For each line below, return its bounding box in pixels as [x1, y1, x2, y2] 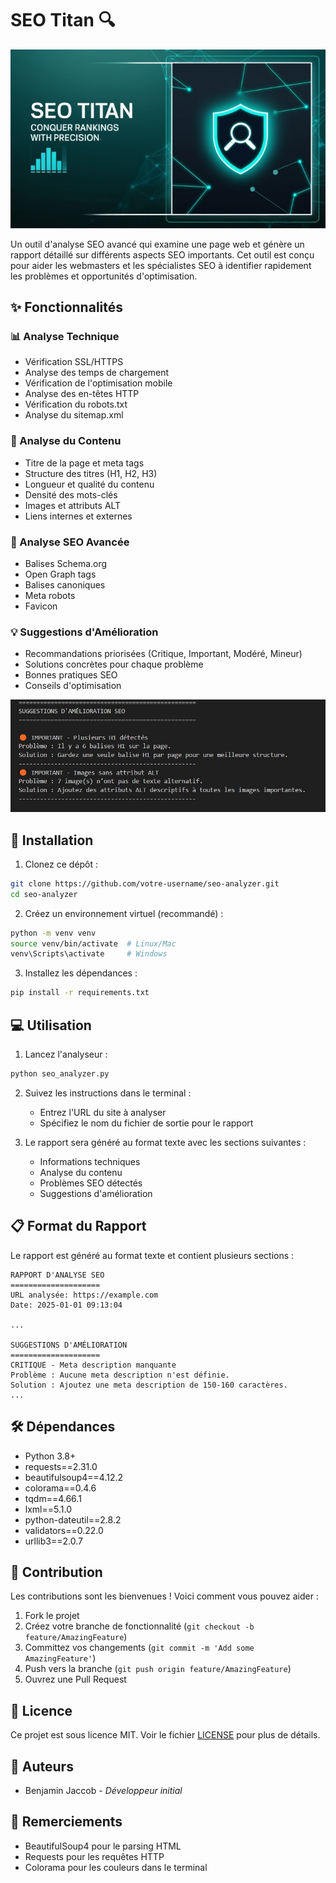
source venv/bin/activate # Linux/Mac [10, 938, 177, 949]
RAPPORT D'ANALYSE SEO [10, 1270, 105, 1280]
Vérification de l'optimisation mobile [24, 377, 173, 389]
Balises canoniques [24, 579, 106, 591]
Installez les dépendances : [24, 967, 138, 979]
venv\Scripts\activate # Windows [10, 949, 168, 959]
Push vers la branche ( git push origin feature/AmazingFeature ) [24, 1663, 292, 1675]
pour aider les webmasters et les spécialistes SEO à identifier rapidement [10, 259, 312, 271]
